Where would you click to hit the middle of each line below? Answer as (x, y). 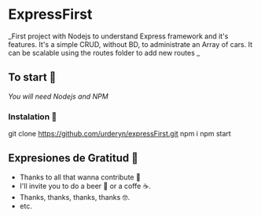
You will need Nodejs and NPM (58, 96)
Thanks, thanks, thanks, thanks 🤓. (75, 197)
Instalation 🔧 (33, 117)
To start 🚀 (32, 77)
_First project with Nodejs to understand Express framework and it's (118, 36)
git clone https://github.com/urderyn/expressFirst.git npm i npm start (120, 134)
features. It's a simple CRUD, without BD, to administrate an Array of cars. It (130, 44)
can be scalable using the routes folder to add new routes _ (104, 52)
